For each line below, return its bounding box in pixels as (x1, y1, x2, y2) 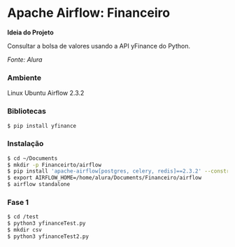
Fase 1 (7, 198, 29, 207)
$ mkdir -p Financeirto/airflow (7, 161, 101, 168)
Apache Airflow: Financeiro (7, 5, 170, 21)
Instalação (7, 139, 44, 149)
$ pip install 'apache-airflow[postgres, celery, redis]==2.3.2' (7, 168, 201, 175)
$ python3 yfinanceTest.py (7, 220, 86, 227)
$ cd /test (7, 213, 39, 220)
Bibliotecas (7, 107, 47, 116)
